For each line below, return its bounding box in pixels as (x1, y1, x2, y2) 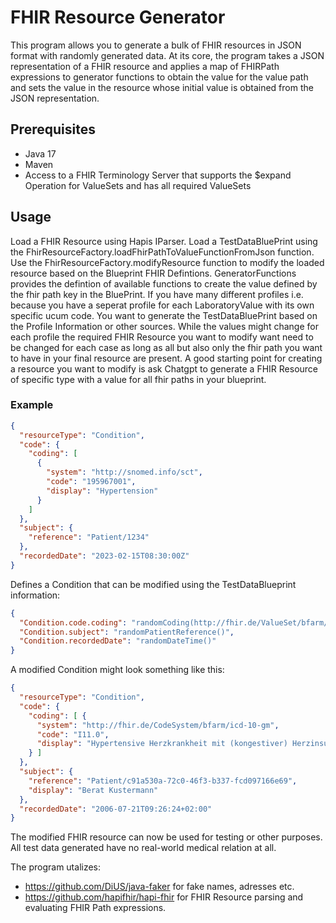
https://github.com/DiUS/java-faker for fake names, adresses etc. (24, 881, 295, 893)
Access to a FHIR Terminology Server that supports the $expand (24, 169, 292, 181)
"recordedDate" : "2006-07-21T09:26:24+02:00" (19, 804, 213, 814)
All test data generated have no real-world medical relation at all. (10, 842, 277, 854)
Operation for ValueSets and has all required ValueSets (24, 179, 252, 191)
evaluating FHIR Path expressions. (24, 902, 167, 914)
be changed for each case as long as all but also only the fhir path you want (10, 341, 323, 353)
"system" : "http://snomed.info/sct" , (46, 467, 203, 478)
